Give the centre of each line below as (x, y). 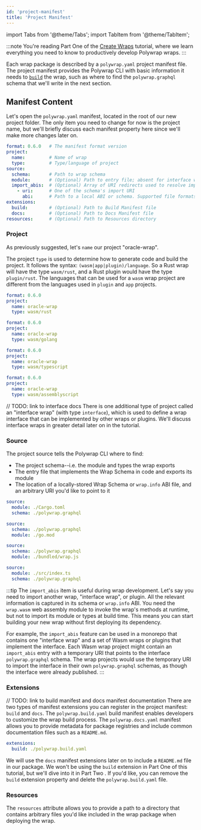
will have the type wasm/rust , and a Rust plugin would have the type (89, 271)
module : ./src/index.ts (41, 573)
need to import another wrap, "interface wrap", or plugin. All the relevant (95, 596)
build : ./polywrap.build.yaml (49, 749)
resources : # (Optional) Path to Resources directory (81, 219)
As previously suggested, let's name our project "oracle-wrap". (83, 247)
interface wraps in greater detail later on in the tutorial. (73, 425)
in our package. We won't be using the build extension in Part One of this (97, 766)
